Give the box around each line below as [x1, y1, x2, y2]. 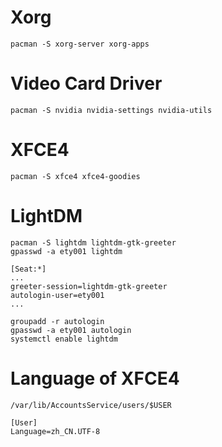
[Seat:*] [10, 264, 47, 274]
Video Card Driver [10, 72, 163, 95]
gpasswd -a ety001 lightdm [10, 246, 123, 256]
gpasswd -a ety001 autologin [10, 325, 132, 335]
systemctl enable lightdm [10, 334, 118, 344]
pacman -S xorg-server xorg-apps [10, 39, 150, 49]
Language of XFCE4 [10, 367, 180, 390]
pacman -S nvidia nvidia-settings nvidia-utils [10, 105, 213, 115]
